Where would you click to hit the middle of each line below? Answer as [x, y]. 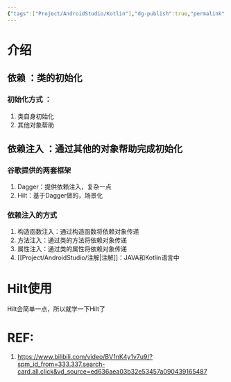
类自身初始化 [35, 116]
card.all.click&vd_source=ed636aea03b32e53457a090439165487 [112, 372]
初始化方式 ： [29, 100]
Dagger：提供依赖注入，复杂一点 [65, 187]
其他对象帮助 [35, 125]
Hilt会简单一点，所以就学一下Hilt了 [56, 309]
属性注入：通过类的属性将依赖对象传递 [72, 249]
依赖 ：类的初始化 [45, 78]
